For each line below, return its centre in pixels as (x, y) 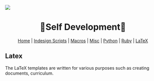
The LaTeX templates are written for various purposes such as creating (77, 68)
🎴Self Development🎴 (83, 27)
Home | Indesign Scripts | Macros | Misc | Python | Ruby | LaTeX (83, 40)
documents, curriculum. (29, 73)
